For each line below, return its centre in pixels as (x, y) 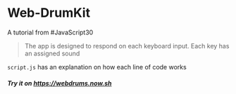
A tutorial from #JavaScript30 (50, 32)
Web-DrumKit (49, 13)
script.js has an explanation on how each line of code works (97, 67)
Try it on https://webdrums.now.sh (60, 83)
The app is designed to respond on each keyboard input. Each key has (127, 46)
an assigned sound (52, 53)
